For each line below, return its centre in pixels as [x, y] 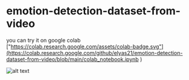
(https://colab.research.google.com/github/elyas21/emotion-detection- [94, 53]
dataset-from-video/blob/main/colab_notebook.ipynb [72, 59]
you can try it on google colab [43, 40]
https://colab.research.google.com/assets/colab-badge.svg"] [87, 47]
